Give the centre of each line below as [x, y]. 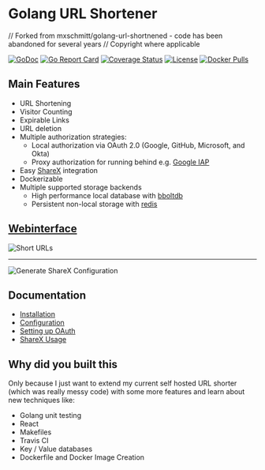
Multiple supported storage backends [80, 187]
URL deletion [41, 128]
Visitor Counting [46, 111]
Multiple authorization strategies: [73, 137]
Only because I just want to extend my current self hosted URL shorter [123, 383]
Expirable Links [44, 120]
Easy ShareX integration [59, 170]
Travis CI [34, 441]
